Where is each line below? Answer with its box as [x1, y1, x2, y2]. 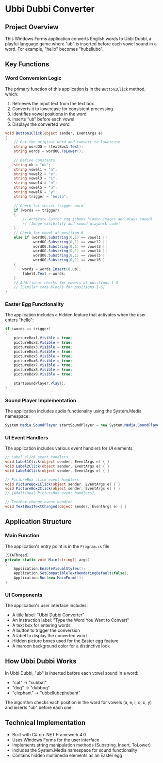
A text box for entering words [12, 623, 71, 628]
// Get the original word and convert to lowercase [14, 140, 120, 145]
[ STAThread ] [5, 552, 29, 558]
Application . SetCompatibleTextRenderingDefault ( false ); [14, 571, 130, 576]
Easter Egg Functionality [5, 301, 64, 308]
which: [5, 91, 18, 97]
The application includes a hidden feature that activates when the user [5, 312, 146, 318]
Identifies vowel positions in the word [12, 111, 87, 117]
